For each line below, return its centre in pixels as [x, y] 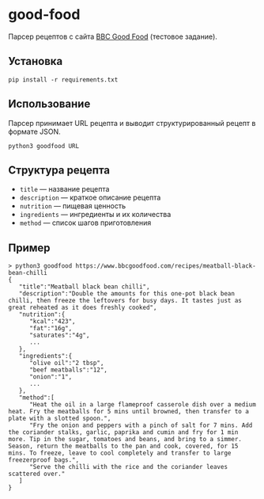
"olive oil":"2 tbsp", [66, 363]
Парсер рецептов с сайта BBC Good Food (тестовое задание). [113, 36]
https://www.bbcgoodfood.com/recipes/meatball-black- [166, 266]
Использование [49, 104]
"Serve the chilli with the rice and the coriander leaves [128, 467]
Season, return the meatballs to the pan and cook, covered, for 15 [123, 446]
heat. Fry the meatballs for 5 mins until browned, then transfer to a [128, 412]
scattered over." [37, 474]
